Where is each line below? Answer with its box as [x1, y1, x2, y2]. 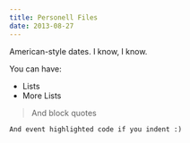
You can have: [9, 63, 62, 74]
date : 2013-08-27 [9, 21, 74, 30]
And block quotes [30, 107, 97, 118]
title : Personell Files [9, 13, 99, 22]
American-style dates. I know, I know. [9, 46, 148, 56]
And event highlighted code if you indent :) [9, 124, 182, 134]
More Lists [22, 90, 62, 101]
